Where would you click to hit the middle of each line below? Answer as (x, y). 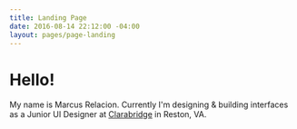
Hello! (32, 79)
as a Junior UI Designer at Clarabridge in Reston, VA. (108, 114)
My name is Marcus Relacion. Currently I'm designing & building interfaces (149, 104)
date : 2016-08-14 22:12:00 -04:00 (75, 26)
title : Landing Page (49, 18)
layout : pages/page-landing (63, 35)
